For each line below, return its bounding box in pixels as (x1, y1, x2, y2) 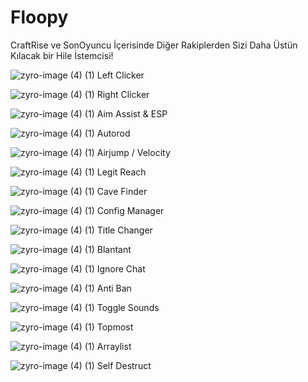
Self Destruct (96, 359, 152, 371)
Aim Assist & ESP (96, 107, 168, 120)
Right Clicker (96, 88, 150, 100)
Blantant (96, 243, 132, 255)
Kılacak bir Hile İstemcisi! (10, 49, 114, 61)
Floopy (10, 6, 69, 29)
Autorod (96, 127, 131, 139)
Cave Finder (96, 185, 148, 197)
